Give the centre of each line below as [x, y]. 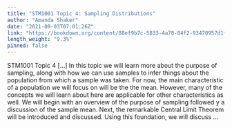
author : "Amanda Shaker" [43, 20]
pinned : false [28, 46]
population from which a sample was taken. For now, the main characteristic [115, 80]
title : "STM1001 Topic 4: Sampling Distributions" [81, 13]
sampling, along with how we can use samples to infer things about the [108, 73]
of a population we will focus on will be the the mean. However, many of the [115, 88]
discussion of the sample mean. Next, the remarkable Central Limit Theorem [116, 109]
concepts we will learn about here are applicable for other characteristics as [115, 95]
